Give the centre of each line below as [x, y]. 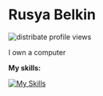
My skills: [25, 68]
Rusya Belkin [52, 15]
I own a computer [37, 52]
